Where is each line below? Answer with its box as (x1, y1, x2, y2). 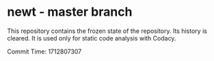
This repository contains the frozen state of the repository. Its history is (7, 27, 207, 35)
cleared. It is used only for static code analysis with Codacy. (7, 34, 176, 42)
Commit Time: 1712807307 (7, 47, 82, 56)
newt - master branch (7, 4, 133, 20)
